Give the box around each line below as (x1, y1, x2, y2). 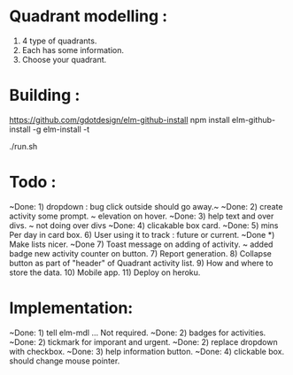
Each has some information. (21, 44, 125, 55)
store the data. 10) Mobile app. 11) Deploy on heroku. (9, 267, 201, 278)
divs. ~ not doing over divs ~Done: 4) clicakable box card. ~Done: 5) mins (9, 219, 279, 231)
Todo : (9, 172, 57, 192)
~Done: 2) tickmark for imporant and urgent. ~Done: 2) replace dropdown (9, 336, 278, 347)
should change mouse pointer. (9, 356, 120, 366)
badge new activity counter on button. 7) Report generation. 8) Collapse (9, 248, 272, 258)
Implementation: (9, 298, 134, 318)
